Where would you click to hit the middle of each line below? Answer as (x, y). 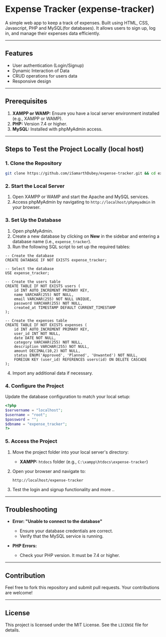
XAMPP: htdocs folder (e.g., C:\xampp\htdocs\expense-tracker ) (84, 462)
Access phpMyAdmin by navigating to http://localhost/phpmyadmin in (84, 202)
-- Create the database (30, 255)
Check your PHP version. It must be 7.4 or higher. (70, 555)
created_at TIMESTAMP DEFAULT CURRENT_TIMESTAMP (65, 307)
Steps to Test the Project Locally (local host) (75, 149)
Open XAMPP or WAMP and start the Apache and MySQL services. (81, 197)
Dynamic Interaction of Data (41, 71)
